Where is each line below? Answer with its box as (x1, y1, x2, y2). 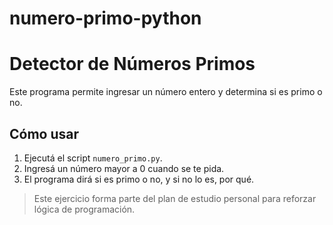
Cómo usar (9, 125, 80, 142)
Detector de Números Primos (9, 53, 256, 76)
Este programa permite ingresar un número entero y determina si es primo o (9, 86, 323, 98)
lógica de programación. (33, 203, 136, 215)
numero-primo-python (9, 7, 202, 30)
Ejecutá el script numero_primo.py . (23, 152, 163, 164)
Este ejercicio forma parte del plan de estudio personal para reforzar (33, 192, 317, 204)
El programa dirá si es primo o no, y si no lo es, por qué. (23, 173, 255, 185)
